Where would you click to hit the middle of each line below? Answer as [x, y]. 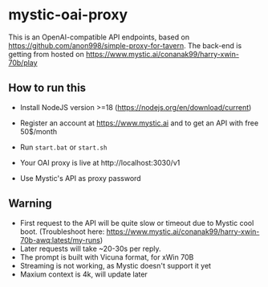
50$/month [39, 131]
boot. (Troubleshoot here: [62, 232]
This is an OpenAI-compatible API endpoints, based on [99, 37]
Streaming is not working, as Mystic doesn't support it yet [115, 265]
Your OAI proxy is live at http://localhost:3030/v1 [100, 162]
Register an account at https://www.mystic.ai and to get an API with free [139, 123]
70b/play [23, 63]
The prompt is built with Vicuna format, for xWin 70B [107, 257]
